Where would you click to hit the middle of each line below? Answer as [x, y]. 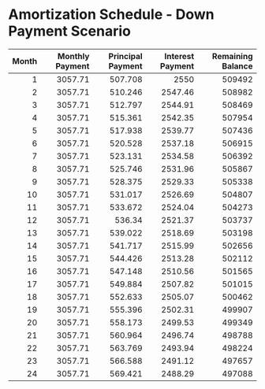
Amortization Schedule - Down [111, 15]
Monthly [73, 56]
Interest [179, 56]
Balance [237, 66]
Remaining [232, 56]
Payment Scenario [70, 31]
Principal [126, 56]
